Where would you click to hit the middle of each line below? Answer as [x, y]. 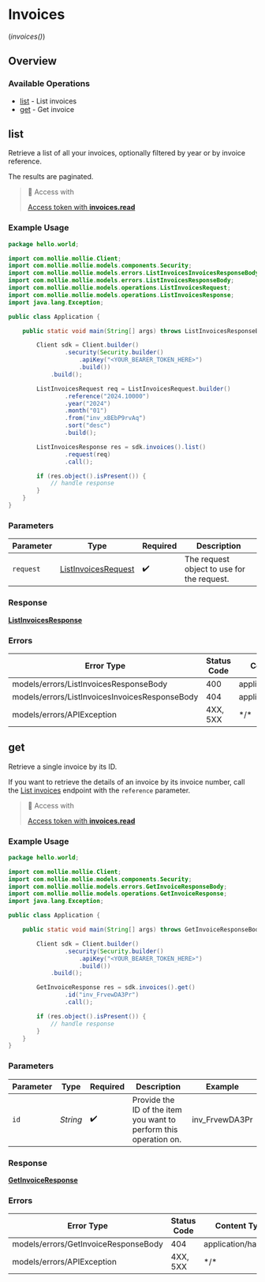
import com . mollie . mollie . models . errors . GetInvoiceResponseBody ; [118, 887]
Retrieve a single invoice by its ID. [63, 767]
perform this [155, 1129]
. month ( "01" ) [86, 411]
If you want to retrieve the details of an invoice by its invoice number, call [127, 782]
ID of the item [157, 1109]
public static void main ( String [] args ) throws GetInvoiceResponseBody [142, 930]
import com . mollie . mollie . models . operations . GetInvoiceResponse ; [118, 894]
